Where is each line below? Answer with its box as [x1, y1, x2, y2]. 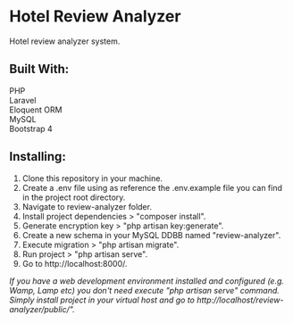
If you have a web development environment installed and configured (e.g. [9, 275, 284, 286]
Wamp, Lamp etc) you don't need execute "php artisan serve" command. [9, 285, 280, 295]
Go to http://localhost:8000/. [21, 258, 128, 269]
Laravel [9, 95, 37, 105]
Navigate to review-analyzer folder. [21, 201, 152, 211]
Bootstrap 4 [9, 123, 54, 134]
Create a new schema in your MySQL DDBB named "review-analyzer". [21, 229, 281, 240]
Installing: [9, 149, 67, 164]
